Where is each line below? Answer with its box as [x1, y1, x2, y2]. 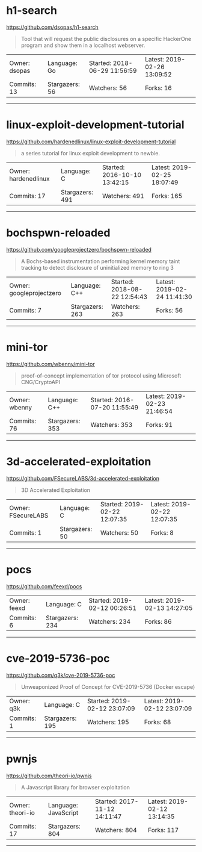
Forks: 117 [148, 826, 179, 834]
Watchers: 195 [87, 718, 129, 726]
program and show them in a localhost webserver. [20, 42, 145, 49]
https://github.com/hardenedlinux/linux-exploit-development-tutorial [6, 138, 176, 145]
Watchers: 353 [90, 420, 133, 429]
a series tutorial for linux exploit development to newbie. [20, 149, 161, 157]
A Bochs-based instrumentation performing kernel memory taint [20, 257, 180, 265]
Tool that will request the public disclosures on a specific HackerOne [20, 35, 191, 42]
